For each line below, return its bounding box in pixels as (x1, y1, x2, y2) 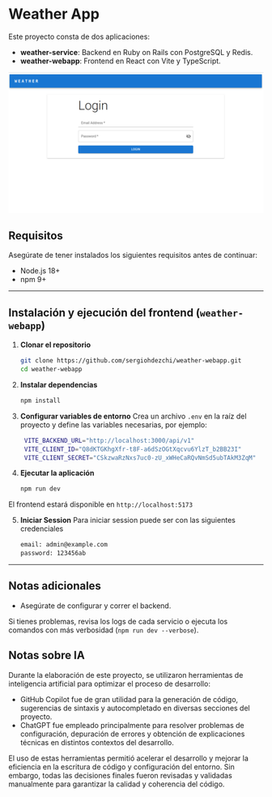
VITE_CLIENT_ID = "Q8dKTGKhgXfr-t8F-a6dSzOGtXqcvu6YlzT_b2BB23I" (23, 445, 242, 453)
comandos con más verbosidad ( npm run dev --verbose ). (8, 625, 199, 635)
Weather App (8, 5, 100, 24)
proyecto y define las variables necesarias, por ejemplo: (19, 419, 208, 430)
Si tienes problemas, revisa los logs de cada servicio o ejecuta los (8, 616, 228, 626)
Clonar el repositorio (19, 340, 91, 349)
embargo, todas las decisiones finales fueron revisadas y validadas (8, 770, 232, 780)
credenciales (19, 524, 64, 533)
